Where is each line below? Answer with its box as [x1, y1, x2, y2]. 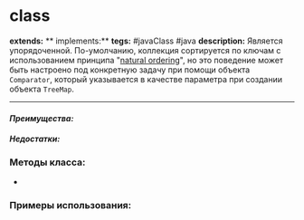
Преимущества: [9, 112, 74, 123]
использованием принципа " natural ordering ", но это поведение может [9, 54, 284, 65]
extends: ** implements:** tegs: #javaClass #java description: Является [9, 35, 283, 46]
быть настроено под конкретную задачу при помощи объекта [9, 64, 251, 75]
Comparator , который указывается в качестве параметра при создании [9, 73, 283, 84]
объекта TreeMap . [9, 83, 74, 94]
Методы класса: [9, 156, 86, 168]
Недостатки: [9, 133, 61, 145]
